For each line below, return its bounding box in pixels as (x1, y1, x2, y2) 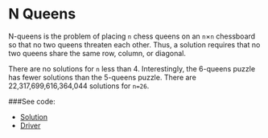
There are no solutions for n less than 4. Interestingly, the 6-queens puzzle (8, 63, 256, 73)
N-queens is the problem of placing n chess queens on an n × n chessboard (8, 31, 256, 41)
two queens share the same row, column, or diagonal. (8, 48, 187, 58)
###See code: (8, 96, 56, 106)
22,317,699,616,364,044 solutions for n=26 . (8, 81, 150, 91)
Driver (19, 120, 41, 130)
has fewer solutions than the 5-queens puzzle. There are (8, 72, 197, 82)
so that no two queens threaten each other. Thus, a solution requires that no (8, 39, 261, 49)
